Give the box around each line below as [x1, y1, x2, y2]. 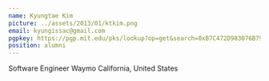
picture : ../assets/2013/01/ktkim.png [8, 19, 138, 27]
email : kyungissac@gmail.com [8, 26, 106, 34]
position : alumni [8, 42, 66, 50]
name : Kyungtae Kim [8, 11, 74, 20]
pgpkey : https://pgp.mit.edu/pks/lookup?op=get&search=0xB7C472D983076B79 [8, 34, 263, 43]
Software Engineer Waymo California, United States [8, 63, 179, 73]
